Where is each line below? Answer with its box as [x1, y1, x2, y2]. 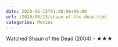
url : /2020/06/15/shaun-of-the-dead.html [6, 14, 108, 20]
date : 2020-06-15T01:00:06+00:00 [6, 8, 87, 15]
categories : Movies [6, 19, 53, 25]
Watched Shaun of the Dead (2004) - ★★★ [6, 35, 113, 42]
